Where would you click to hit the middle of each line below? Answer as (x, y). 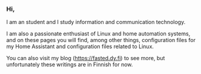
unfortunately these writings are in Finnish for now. (70, 64)
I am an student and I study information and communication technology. (96, 22)
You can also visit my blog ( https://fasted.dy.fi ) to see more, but (86, 58)
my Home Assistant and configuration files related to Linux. (80, 46)
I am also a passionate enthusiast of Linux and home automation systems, (98, 34)
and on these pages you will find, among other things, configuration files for (101, 40)
